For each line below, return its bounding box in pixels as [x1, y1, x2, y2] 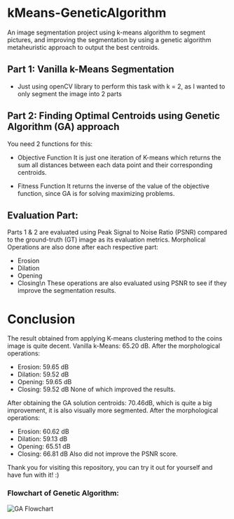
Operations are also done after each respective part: [7, 243, 159, 251]
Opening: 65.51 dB [17, 442, 71, 451]
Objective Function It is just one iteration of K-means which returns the [17, 153, 221, 162]
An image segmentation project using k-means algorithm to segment [7, 28, 205, 37]
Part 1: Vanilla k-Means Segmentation [7, 63, 174, 75]
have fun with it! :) [7, 471, 60, 479]
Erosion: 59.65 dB [17, 363, 69, 372]
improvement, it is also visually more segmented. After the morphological [7, 406, 219, 415]
